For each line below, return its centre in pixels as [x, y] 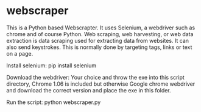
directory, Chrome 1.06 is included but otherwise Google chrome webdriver [101, 84]
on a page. [20, 53]
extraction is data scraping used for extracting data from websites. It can [98, 40]
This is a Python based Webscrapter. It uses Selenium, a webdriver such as [101, 28]
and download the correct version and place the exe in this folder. [89, 90]
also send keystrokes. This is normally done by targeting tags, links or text [99, 47]
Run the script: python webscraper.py [54, 102]
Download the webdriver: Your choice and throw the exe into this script [95, 77]
